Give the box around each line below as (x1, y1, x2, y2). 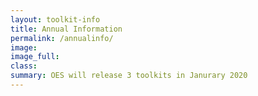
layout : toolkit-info (10, 14, 101, 25)
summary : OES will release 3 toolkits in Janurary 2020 (10, 71, 248, 81)
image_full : (10, 52, 60, 62)
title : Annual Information (10, 24, 123, 34)
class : (10, 61, 38, 71)
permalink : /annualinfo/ (10, 33, 114, 43)
